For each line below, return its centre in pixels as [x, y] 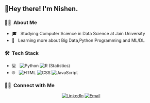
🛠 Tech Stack [22, 53]
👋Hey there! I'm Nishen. [41, 9]
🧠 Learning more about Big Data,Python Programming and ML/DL [78, 40]
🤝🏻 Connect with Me [30, 85]
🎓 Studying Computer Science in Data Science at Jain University [78, 33]
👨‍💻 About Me [21, 23]
